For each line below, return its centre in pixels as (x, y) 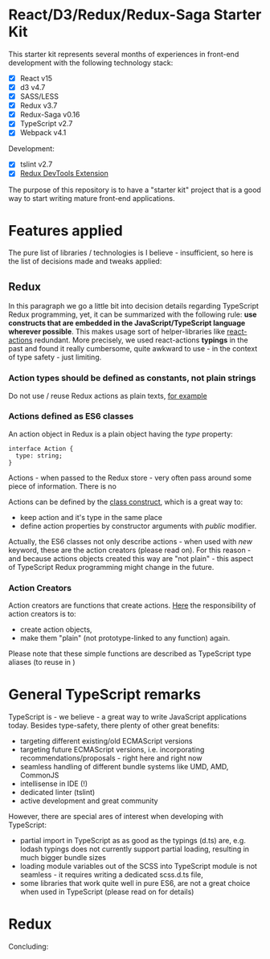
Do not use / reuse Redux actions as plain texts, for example (108, 395)
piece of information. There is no (62, 486)
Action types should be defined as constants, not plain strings (132, 378)
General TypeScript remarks (104, 695)
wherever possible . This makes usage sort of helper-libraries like (117, 332)
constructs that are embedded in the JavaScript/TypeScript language (127, 323)
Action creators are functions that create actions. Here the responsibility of (132, 605)
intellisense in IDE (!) (54, 784)
